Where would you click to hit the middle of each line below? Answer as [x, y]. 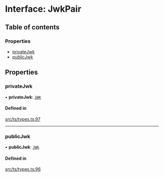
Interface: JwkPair [43, 9]
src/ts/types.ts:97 [23, 119]
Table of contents [32, 27]
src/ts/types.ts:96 [23, 169]
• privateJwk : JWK [23, 97]
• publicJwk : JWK [22, 147]
